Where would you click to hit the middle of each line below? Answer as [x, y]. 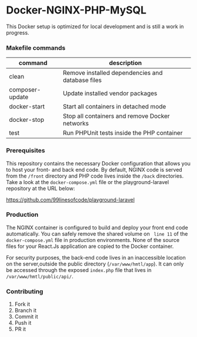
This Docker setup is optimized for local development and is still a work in [95, 26]
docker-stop [27, 120]
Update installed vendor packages [110, 93]
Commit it [26, 316]
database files [82, 80]
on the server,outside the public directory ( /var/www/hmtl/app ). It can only [95, 264]
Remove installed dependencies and [113, 73]
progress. [18, 32]
